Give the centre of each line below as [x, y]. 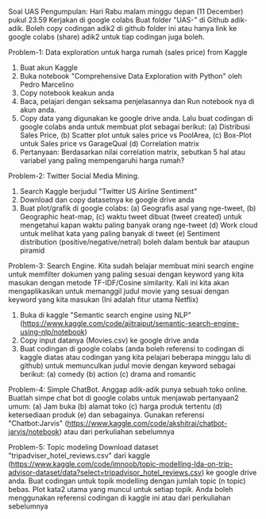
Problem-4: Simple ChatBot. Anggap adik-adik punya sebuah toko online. [128, 389]
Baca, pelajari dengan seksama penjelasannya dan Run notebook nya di [137, 101]
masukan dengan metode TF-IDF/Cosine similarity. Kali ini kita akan [119, 283]
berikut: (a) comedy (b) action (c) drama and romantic [108, 374]
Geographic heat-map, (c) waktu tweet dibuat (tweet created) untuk [131, 217]
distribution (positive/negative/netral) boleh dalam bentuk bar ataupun [135, 242]
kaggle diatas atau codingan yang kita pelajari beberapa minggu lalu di [135, 357]
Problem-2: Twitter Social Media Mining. [74, 176]
